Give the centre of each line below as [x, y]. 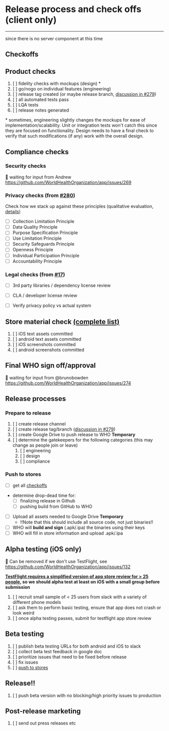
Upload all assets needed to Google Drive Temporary [68, 516]
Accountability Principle [37, 261]
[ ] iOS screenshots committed [44, 344]
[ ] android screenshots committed [48, 350]
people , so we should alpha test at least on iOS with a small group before [82, 582]
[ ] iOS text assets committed [43, 334]
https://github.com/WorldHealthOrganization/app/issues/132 [68, 567]
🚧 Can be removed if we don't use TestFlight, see [56, 561]
